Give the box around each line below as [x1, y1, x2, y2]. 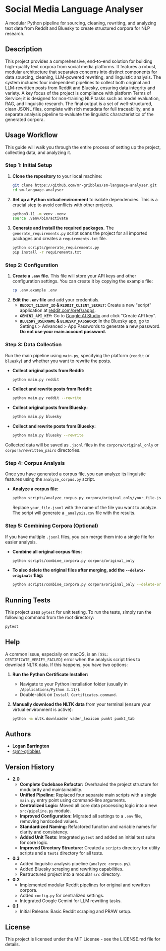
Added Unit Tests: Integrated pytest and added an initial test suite [19, 834, 156, 840]
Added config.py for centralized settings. [19, 893, 105, 899]
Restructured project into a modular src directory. [19, 871, 121, 877]
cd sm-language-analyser [12, 187, 64, 192]
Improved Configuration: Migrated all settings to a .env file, [19, 813, 142, 819]
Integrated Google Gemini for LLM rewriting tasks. [19, 898, 122, 904]
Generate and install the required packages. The [12, 225, 114, 231]
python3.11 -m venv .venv [12, 211, 66, 216]
